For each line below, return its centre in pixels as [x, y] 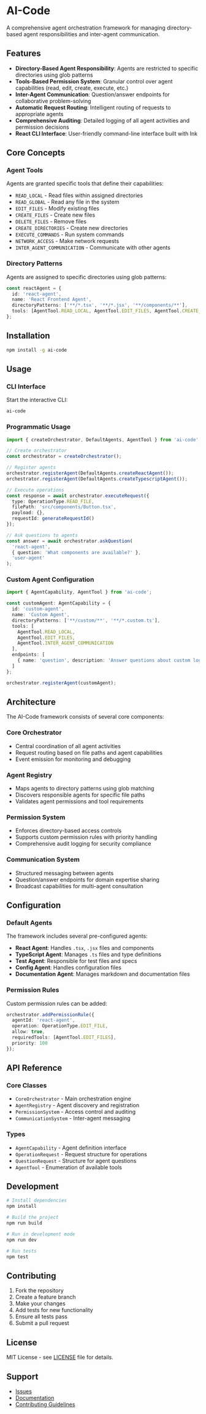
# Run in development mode [41, 1234]
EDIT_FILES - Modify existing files [57, 209]
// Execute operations [35, 490]
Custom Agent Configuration [50, 579]
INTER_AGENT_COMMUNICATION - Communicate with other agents [93, 248]
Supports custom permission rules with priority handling [86, 837]
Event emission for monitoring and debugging [73, 759]
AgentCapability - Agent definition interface [71, 1148]
